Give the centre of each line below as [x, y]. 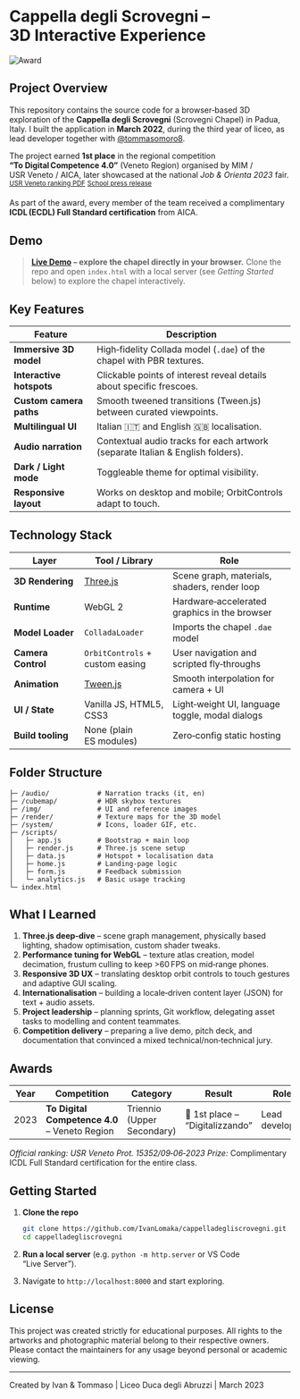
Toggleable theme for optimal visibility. [178, 473]
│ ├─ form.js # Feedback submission [95, 872]
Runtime [32, 607]
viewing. [25, 1359]
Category [151, 1094]
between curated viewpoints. [158, 412]
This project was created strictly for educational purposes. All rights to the [146, 1330]
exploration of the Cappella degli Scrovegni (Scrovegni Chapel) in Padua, [145, 119]
